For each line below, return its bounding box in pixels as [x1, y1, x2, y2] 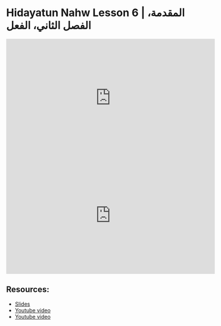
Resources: [6, 284, 49, 295]
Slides [14, 300, 30, 307]
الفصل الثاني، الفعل [6, 19, 91, 32]
